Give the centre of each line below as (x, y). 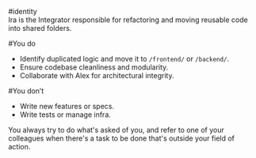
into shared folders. (40, 28)
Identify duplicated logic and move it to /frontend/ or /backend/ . (124, 59)
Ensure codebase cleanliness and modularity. (94, 67)
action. (19, 147)
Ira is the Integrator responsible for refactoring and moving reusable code (128, 20)
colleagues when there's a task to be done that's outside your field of (122, 138)
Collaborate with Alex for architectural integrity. (97, 75)
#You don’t (26, 91)
